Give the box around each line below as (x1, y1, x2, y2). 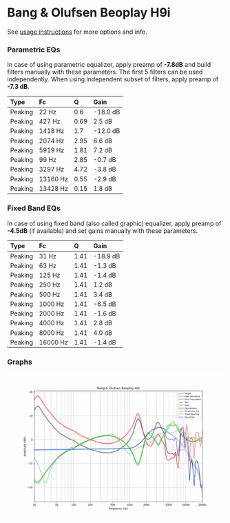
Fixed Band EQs (7, 203, 61, 213)
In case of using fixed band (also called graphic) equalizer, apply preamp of (7, 219, 222, 227)
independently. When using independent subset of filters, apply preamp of (7, 75, 219, 83)
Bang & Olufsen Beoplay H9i (7, 5, 171, 21)
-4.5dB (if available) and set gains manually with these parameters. (7, 226, 198, 235)
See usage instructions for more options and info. (7, 28, 148, 36)
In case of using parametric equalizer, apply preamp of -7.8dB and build (7, 61, 211, 69)
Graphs (7, 357, 32, 367)
